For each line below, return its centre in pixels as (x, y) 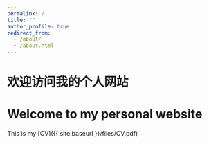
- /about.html (34, 46)
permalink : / (26, 13)
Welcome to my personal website (105, 114)
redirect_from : (29, 33)
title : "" (21, 20)
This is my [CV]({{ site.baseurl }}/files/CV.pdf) (73, 134)
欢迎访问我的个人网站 (68, 82)
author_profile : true (38, 26)
